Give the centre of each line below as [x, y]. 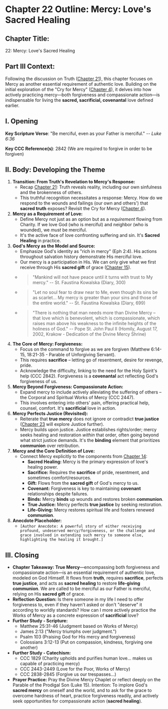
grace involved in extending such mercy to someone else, [82, 535]
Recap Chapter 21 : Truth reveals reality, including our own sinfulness [91, 187]
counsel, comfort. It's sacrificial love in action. [68, 408]
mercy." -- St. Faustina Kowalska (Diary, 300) [79, 283]
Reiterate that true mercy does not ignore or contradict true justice [90, 419]
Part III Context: [30, 67]
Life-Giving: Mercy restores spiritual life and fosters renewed [91, 510]
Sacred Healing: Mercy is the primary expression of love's [88, 462]
